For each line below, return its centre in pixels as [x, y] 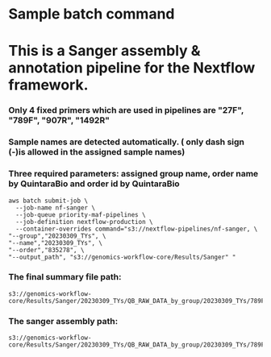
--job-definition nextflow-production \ [84, 222]
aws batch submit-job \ [48, 201]
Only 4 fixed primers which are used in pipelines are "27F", [126, 110]
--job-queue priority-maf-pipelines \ [81, 214]
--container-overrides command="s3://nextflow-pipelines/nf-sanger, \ [137, 229]
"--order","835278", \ [46, 250]
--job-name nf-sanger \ [55, 208]
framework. [48, 85]
